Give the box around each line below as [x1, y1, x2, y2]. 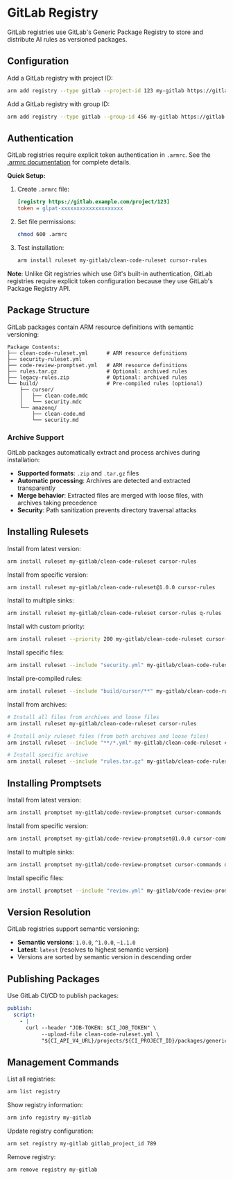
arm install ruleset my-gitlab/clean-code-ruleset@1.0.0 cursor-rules [7, 584, 216, 591]
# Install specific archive [7, 752, 89, 759]
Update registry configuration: [7, 1127, 94, 1135]
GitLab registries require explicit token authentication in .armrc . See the [7, 151, 211, 159]
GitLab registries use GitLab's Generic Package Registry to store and [7, 28, 203, 36]
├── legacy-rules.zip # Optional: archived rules [7, 373, 188, 381]
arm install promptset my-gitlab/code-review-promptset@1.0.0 [7, 835, 191, 842]
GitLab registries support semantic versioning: [7, 925, 139, 933]
